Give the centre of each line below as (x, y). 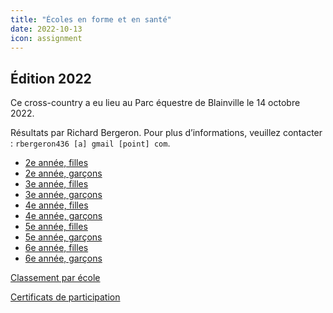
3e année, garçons (63, 195)
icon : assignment (46, 38)
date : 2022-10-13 (46, 29)
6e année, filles (56, 248)
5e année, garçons (63, 237)
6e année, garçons (63, 258)
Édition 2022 (51, 78)
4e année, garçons (63, 216)
